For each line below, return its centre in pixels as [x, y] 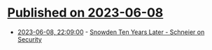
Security [29, 39]
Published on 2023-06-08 [85, 13]
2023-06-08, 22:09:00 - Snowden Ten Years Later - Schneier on [111, 32]
